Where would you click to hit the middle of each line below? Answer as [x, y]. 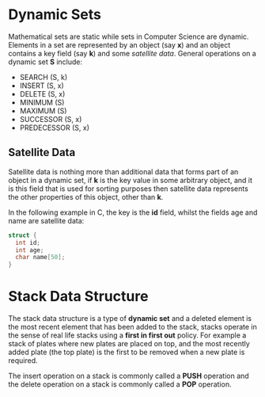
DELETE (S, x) [42, 94]
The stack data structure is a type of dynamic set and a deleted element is [130, 319]
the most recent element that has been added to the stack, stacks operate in [132, 327]
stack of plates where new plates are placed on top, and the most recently [129, 344]
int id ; [28, 242]
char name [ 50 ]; [40, 258]
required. [23, 361]
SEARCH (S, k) [44, 77]
